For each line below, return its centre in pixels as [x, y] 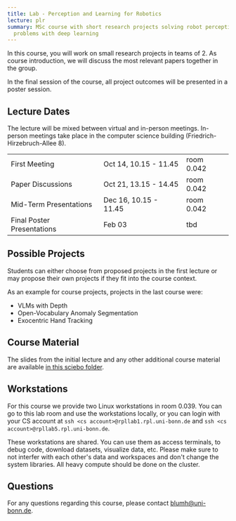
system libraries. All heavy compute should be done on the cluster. [104, 464]
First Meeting [33, 164]
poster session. [29, 89]
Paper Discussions [41, 185]
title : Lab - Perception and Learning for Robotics [84, 14]
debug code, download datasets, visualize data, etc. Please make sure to [113, 449]
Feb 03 [115, 225]
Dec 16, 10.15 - [131, 200]
